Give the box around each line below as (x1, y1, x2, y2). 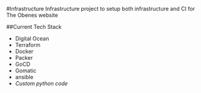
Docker (15, 48, 34, 55)
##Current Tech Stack (6, 24, 62, 30)
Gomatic (15, 67, 36, 74)
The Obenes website (6, 11, 58, 19)
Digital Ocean (15, 35, 50, 42)
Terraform (15, 42, 41, 48)
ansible (15, 74, 33, 80)
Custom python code (15, 80, 68, 87)
